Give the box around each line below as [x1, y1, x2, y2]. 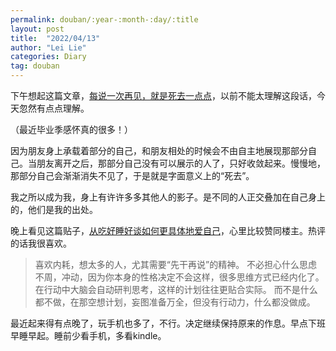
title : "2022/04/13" [10, 33, 101, 43]
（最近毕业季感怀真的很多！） [10, 124, 133, 135]
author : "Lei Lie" [10, 42, 87, 53]
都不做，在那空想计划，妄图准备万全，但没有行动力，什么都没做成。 [34, 296, 316, 308]
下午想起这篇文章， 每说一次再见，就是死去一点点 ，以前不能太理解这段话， [10, 90, 317, 101]
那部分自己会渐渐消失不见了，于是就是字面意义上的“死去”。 [10, 170, 255, 181]
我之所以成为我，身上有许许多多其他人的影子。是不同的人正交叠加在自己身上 [10, 191, 326, 203]
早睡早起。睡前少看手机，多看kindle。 [10, 330, 167, 341]
